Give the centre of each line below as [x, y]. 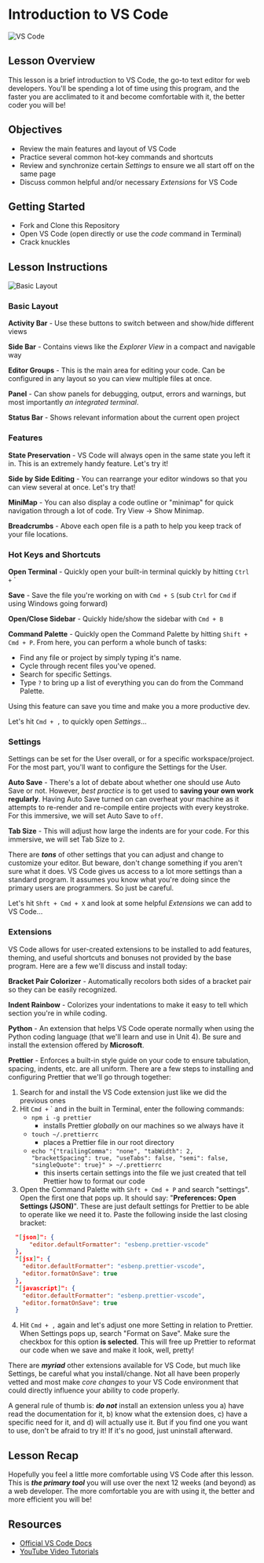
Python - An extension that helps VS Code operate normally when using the [131, 1028]
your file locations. [38, 534]
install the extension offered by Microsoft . [76, 1045]
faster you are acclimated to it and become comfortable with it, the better [126, 97]
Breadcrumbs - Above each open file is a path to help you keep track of [125, 526]
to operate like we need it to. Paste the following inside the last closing [133, 1214]
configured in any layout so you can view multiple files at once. [110, 379]
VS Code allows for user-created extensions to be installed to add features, [130, 949]
